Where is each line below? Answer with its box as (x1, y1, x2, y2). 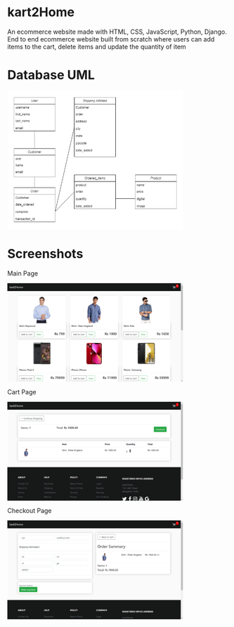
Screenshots (7, 245, 84, 261)
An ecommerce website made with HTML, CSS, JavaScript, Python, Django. (7, 27, 227, 36)
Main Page (7, 269, 39, 278)
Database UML (7, 67, 95, 83)
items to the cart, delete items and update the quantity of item (7, 42, 186, 51)
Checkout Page (7, 506, 52, 515)
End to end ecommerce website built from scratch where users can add (7, 34, 215, 43)
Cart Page (7, 387, 37, 396)
